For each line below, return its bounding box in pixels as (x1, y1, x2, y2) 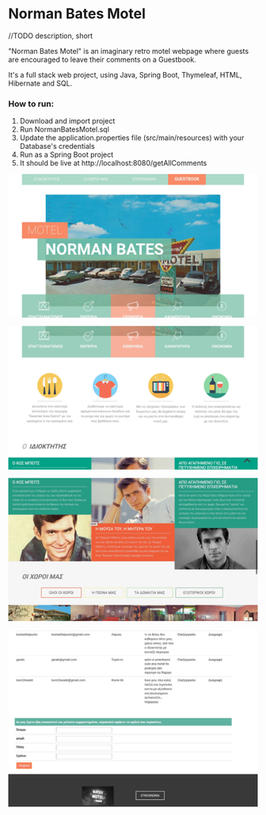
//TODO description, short (8, 31, 93, 40)
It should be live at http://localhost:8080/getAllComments (19, 158, 207, 168)
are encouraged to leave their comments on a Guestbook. (8, 55, 196, 64)
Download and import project (19, 116, 116, 126)
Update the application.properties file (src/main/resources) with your (19, 133, 245, 143)
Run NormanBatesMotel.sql (19, 124, 109, 135)
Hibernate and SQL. (8, 78, 73, 88)
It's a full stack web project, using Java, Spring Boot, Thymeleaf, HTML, (8, 70, 242, 79)
